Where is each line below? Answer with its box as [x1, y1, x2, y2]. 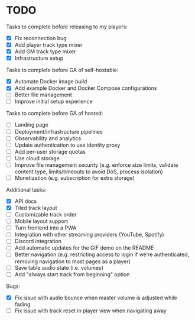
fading [14, 300, 31, 308]
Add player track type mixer [14, 41, 83, 48]
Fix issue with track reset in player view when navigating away [14, 307, 167, 314]
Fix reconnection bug [14, 34, 67, 41]
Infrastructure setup [14, 54, 64, 62]
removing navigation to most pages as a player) [14, 258, 131, 265]
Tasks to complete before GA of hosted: [6, 110, 103, 117]
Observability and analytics [14, 134, 82, 142]
